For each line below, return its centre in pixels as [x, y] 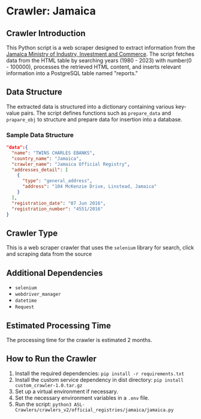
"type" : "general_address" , [57, 181]
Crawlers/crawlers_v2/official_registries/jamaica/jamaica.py [94, 410]
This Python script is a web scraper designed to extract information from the [101, 47]
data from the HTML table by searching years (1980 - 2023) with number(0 [99, 60]
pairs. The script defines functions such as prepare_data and [96, 113]
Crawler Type [32, 233]
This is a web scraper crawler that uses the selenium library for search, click [100, 248]
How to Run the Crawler [52, 359]
